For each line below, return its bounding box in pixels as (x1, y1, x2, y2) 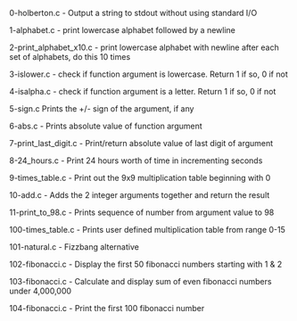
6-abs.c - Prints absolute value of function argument (9, 120, 202, 131)
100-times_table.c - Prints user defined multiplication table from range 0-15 (9, 225, 285, 235)
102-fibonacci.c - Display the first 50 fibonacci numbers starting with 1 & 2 (9, 259, 283, 269)
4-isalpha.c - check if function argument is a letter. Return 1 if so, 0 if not (9, 86, 276, 96)
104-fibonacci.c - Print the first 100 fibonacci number (9, 303, 205, 313)
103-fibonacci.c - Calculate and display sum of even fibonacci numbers (9, 276, 272, 286)
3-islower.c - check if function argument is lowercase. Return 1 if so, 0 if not (9, 69, 288, 79)
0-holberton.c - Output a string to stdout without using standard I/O (9, 8, 258, 18)
